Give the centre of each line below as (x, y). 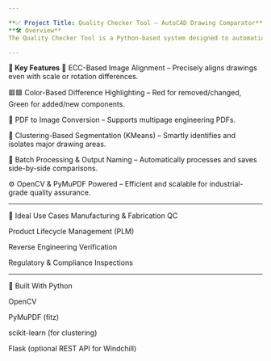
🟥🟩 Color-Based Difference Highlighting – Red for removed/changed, (125, 93)
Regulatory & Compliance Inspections (71, 262)
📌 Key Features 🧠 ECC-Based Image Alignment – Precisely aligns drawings (133, 68)
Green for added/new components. (67, 104)
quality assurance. (60, 193)
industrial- (226, 184)
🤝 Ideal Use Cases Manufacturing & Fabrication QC (93, 216)
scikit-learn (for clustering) (53, 333)
